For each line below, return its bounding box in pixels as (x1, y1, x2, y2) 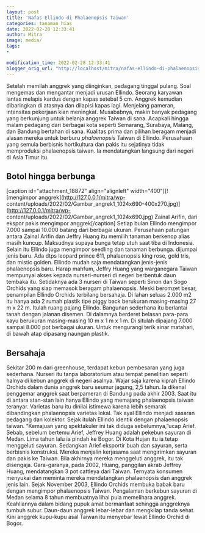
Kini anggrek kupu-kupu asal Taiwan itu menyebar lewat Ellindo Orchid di (6, 513, 190, 521)
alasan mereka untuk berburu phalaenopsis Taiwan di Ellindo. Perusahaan (6, 134, 192, 141)
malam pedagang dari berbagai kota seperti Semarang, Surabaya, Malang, (6, 121, 193, 128)
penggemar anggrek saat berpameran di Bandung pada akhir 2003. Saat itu (6, 390, 197, 397)
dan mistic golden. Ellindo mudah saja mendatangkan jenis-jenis (6, 259, 168, 266)
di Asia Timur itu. (6, 153, 49, 161)
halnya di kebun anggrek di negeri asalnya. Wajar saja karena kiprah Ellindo (6, 377, 196, 385)
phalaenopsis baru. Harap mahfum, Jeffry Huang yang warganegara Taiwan (6, 265, 198, 272)
